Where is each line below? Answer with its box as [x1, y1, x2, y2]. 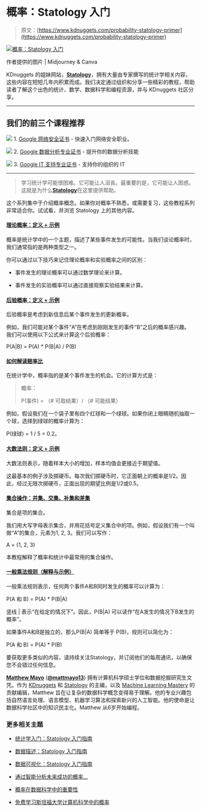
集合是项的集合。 [6, 509, 48, 516]
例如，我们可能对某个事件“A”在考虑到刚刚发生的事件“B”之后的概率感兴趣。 [6, 324, 190, 331]
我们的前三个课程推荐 [6, 118, 85, 129]
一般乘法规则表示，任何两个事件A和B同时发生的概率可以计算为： [6, 582, 166, 590]
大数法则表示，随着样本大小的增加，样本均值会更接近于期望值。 [6, 459, 163, 467]
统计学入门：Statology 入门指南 [14, 735, 93, 742]
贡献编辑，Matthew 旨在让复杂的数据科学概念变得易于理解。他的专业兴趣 [6, 689, 187, 696]
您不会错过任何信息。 [6, 661, 59, 668]
